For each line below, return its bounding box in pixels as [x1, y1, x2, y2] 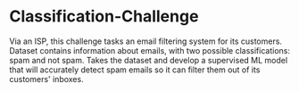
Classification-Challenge [9, 6, 199, 27]
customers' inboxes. [9, 73, 84, 84]
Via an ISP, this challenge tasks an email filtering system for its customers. [9, 36, 283, 46]
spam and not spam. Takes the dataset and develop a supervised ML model [9, 54, 288, 65]
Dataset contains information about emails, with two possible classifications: [9, 45, 290, 55]
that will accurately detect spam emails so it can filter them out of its [9, 64, 261, 75]
